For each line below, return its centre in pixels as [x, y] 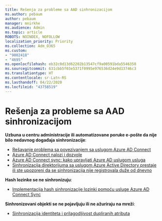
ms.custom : [16, 50]
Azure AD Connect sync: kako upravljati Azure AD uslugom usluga [79, 160]
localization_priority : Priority [39, 42]
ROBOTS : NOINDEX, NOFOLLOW [32, 37]
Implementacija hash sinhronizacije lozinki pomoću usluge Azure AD [81, 189]
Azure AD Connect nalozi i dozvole [47, 155]
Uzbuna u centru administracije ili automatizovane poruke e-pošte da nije [81, 135]
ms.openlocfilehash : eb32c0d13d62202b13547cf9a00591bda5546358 [71, 64]
